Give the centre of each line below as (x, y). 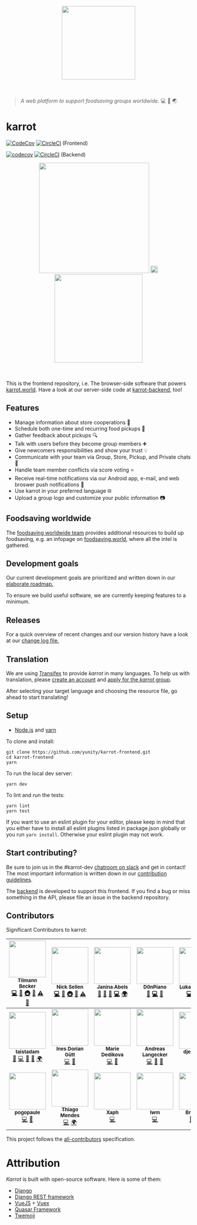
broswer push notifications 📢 (49, 484)
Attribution (33, 1163)
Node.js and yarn (35, 730)
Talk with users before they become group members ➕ (81, 443)
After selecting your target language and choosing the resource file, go (92, 691)
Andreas (155, 1049)
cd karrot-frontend (30, 757)
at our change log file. (33, 640)
